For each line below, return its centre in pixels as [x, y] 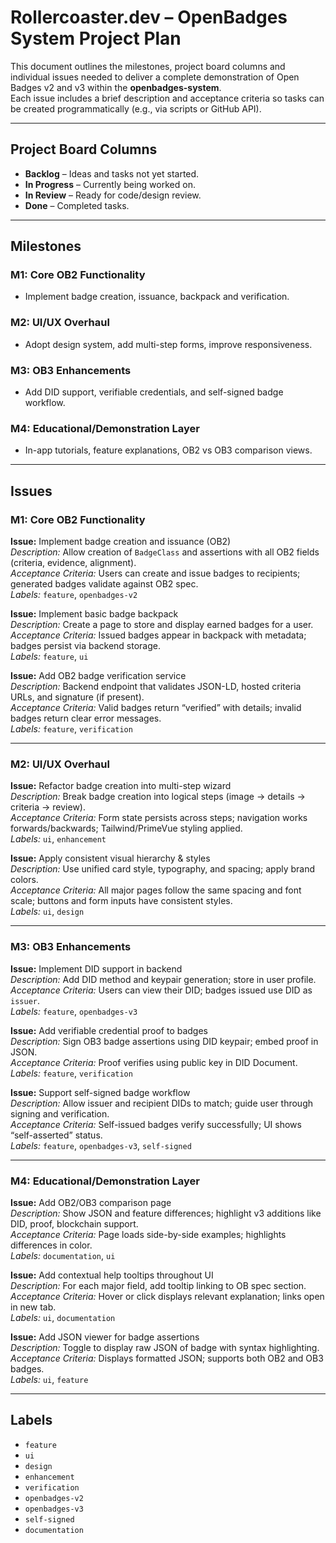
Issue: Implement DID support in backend [96, 968]
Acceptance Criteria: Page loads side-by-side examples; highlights [148, 1234]
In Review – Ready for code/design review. [113, 195]
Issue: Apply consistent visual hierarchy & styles [110, 858]
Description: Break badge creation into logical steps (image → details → [158, 797]
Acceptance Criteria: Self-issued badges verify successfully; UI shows [156, 1124]
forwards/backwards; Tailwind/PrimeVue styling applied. [126, 828]
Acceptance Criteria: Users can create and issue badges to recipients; [155, 573]
